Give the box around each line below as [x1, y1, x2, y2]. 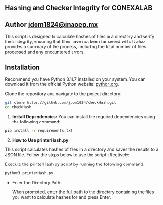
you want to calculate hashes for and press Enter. [12, 194, 111, 200]
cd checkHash [5, 104, 32, 109]
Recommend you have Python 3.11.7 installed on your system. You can [5, 76, 146, 82]
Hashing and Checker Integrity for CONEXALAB [5, 4, 153, 12]
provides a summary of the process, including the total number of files [5, 44, 146, 50]
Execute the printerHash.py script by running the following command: [5, 161, 145, 167]
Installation [5, 63, 40, 71]
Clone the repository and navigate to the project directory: [5, 91, 122, 97]
